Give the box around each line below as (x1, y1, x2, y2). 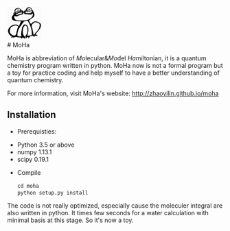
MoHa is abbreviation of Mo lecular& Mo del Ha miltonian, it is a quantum (7, 54, 207, 62)
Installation (7, 109, 56, 121)
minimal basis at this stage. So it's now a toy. (7, 216, 134, 224)
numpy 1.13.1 (16, 147, 52, 156)
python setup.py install (16, 189, 89, 196)
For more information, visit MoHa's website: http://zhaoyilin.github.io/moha (7, 89, 219, 97)
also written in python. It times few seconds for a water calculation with (7, 208, 209, 217)
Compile (16, 168, 41, 176)
